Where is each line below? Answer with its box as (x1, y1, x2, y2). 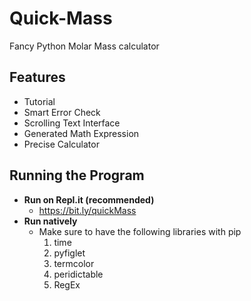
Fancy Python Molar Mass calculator (9, 40, 160, 52)
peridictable (53, 268, 104, 280)
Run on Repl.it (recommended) (23, 193, 155, 206)
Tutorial (23, 95, 56, 107)
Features (9, 69, 66, 86)
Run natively (23, 215, 78, 227)
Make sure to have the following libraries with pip (38, 225, 242, 237)
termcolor (53, 257, 95, 269)
